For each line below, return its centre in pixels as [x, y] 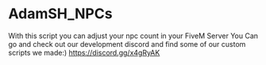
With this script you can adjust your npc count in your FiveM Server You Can [133, 36]
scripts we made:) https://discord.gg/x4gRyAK [84, 52]
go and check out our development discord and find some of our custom [127, 44]
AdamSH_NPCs [60, 14]
